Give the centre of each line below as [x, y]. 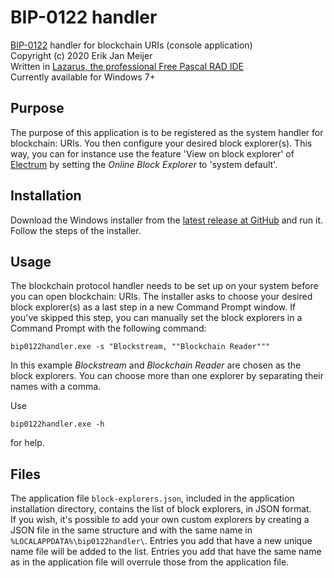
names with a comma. [56, 387]
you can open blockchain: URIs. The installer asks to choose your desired [161, 297]
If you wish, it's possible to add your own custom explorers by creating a [160, 520]
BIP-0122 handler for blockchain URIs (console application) [131, 45]
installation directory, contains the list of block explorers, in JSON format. [161, 509]
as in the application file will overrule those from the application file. [150, 562]
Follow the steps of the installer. [76, 230]
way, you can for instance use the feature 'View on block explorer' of [152, 153]
